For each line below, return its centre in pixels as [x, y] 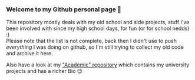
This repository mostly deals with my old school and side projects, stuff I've [98, 22]
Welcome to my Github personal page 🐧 [64, 9]
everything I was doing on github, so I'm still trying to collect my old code [95, 47]
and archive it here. [29, 54]
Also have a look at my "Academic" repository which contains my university [98, 65]
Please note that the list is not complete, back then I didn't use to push [92, 41]
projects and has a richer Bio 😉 [44, 71]
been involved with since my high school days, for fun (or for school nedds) [98, 28]
